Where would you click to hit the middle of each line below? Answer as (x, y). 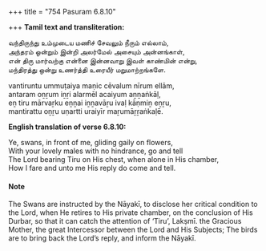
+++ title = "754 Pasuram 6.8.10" (62, 12)
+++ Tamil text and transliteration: (66, 27)
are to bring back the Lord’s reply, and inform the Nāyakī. (102, 238)
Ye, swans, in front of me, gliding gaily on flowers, (91, 142)
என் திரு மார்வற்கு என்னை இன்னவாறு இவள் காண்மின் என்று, (103, 61)
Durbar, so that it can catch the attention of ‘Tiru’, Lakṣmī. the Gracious (125, 221)
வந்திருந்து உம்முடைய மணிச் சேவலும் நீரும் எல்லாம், (89, 43)
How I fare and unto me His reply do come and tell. (92, 168)
